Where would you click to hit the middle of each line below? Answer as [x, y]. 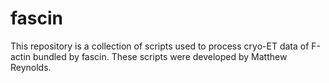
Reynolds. [31, 67]
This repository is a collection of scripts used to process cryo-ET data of [160, 46]
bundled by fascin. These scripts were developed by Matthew [160, 56]
